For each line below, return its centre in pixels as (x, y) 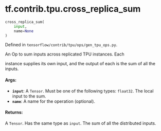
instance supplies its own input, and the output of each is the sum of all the (80, 64)
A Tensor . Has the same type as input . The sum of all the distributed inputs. (81, 123)
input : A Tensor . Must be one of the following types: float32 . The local (83, 91)
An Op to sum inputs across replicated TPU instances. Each (65, 54)
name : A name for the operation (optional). (54, 101)
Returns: (14, 112)
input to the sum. (29, 96)
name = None (24, 31)
